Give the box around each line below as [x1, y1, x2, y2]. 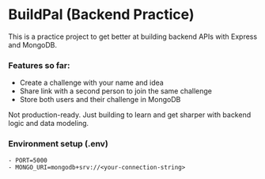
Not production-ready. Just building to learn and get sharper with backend [8, 110, 252, 120]
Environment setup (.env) [8, 139, 108, 150]
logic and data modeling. [8, 119, 89, 128]
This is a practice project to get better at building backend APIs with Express [8, 32, 258, 41]
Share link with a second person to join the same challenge [19, 86, 212, 96]
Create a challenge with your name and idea [19, 78, 164, 88]
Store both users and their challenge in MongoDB [19, 95, 181, 105]
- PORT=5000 [8, 156, 47, 164]
